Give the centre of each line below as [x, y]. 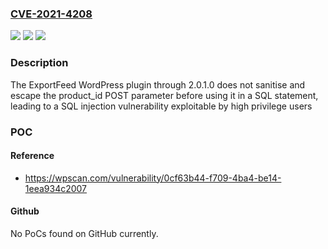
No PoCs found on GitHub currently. [84, 233]
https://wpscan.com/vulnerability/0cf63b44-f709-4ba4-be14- [153, 178]
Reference [32, 156]
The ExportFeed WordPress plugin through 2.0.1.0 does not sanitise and [158, 84]
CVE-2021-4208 [51, 14]
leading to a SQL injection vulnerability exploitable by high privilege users [161, 106]
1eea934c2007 [56, 188]
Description [39, 63]
